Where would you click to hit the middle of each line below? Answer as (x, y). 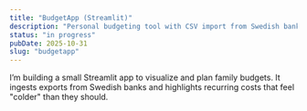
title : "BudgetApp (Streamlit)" (71, 18)
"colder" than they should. (59, 97)
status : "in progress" (53, 35)
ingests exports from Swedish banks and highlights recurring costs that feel (152, 87)
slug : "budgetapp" (44, 52)
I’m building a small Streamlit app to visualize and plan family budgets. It (145, 77)
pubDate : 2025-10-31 (49, 43)
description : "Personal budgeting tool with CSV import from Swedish (145, 26)
